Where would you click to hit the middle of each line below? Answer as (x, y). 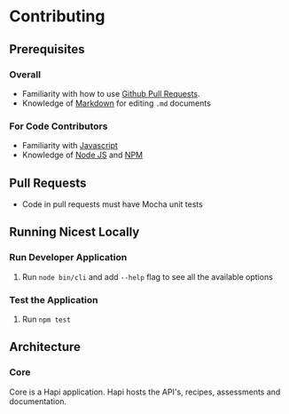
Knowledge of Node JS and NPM (82, 155)
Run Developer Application (68, 258)
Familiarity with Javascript (70, 146)
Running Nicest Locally (74, 232)
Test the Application (54, 299)
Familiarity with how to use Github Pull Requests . (111, 93)
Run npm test (46, 319)
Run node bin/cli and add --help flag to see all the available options (147, 276)
